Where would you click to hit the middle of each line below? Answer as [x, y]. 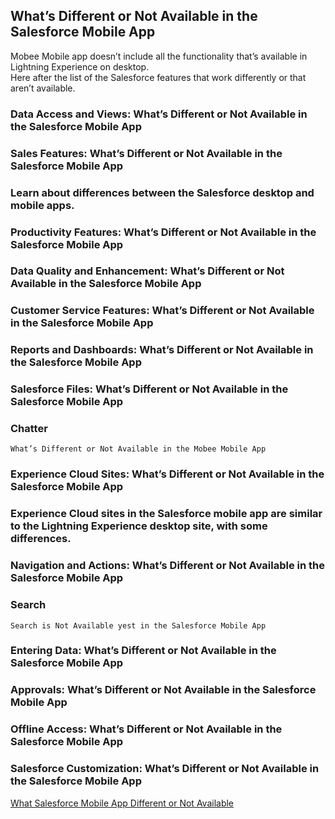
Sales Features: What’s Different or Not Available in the [146, 153]
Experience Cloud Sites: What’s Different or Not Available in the [167, 474]
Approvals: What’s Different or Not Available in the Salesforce [163, 690]
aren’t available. [43, 88]
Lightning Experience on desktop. [80, 66]
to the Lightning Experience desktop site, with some [139, 526]
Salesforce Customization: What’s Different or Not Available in [165, 769]
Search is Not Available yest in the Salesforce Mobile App [138, 625]
